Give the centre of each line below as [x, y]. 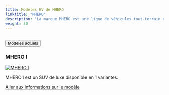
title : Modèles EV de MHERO [35, 10]
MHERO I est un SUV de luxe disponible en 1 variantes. [62, 77]
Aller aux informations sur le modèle [43, 87]
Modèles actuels [23, 43]
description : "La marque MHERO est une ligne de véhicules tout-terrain [83, 19]
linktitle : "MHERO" [26, 14]
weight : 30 [17, 24]
